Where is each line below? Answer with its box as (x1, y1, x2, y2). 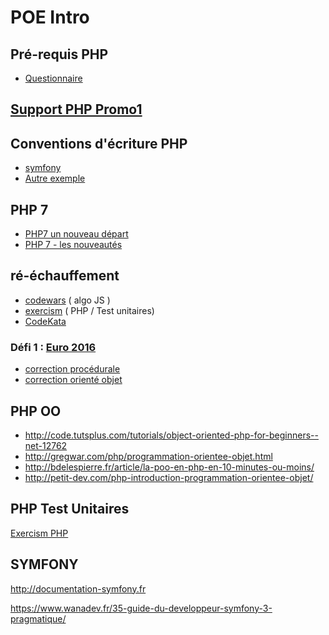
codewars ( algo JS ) (24, 294, 111, 306)
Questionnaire (24, 72, 83, 84)
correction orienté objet (24, 374, 123, 386)
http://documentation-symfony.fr (10, 582, 147, 595)
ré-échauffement (10, 267, 120, 285)
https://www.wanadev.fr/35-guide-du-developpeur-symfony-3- (10, 602, 273, 614)
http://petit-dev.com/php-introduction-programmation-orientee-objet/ (24, 471, 314, 483)
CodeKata (24, 315, 67, 327)
